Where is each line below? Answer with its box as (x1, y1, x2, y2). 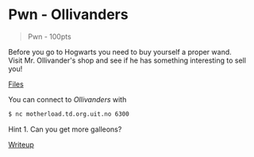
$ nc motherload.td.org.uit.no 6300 (8, 109, 129, 118)
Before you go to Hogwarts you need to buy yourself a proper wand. (8, 47, 232, 56)
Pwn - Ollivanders (8, 6, 129, 24)
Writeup (8, 140, 34, 149)
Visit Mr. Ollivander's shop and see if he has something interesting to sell (8, 56, 246, 65)
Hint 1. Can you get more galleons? (8, 124, 122, 134)
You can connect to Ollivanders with (8, 94, 127, 104)
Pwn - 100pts (27, 32, 71, 41)
